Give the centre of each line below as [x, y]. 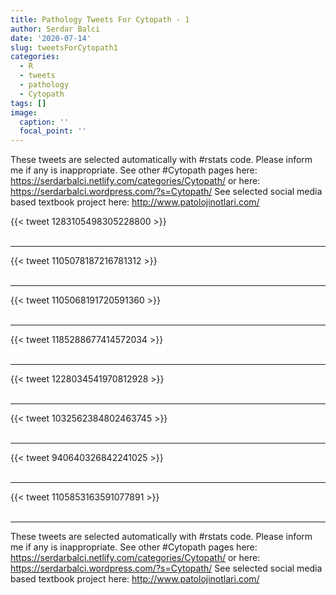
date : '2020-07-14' [51, 38]
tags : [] [28, 103]
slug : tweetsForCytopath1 [64, 47]
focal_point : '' [53, 131]
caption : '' [44, 122]
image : [24, 112]
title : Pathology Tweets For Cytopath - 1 [100, 19]
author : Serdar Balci [55, 29]
